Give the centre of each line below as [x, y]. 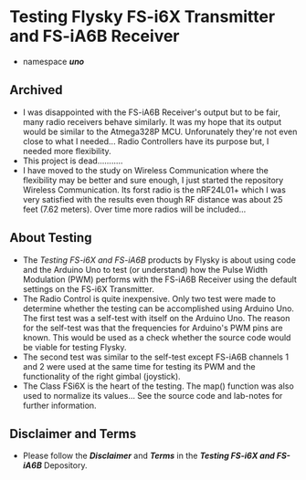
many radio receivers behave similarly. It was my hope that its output [152, 121]
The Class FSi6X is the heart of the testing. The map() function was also [158, 386]
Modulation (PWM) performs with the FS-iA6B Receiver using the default [159, 279]
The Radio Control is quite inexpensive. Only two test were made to [149, 298]
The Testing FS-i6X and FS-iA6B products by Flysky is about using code [159, 260]
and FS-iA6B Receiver [95, 36]
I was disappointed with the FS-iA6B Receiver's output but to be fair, [151, 112]
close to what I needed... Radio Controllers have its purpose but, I [146, 141]
